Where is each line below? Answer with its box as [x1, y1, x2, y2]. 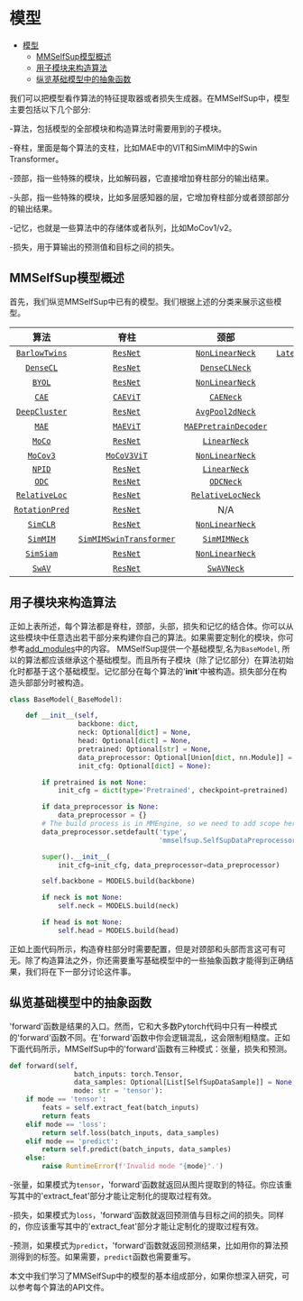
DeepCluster [16, 407, 68, 417]
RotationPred [14, 504, 70, 515]
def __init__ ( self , [25, 711, 99, 720]
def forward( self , [9, 1061, 78, 1070]
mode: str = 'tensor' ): [73, 1086, 164, 1095]
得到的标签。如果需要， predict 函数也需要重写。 [16, 1251, 197, 1262]
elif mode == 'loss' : [25, 1120, 106, 1129]
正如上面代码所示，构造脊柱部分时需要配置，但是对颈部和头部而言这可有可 [9, 943, 286, 954]
